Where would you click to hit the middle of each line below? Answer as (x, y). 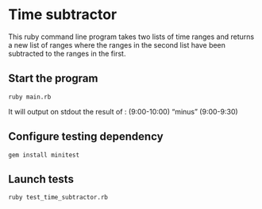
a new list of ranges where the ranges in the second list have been (117, 45)
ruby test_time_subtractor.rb (58, 197)
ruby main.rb (30, 97)
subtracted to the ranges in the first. (67, 53)
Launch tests (41, 179)
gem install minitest (44, 155)
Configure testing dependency (86, 137)
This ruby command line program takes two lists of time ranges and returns (131, 37)
